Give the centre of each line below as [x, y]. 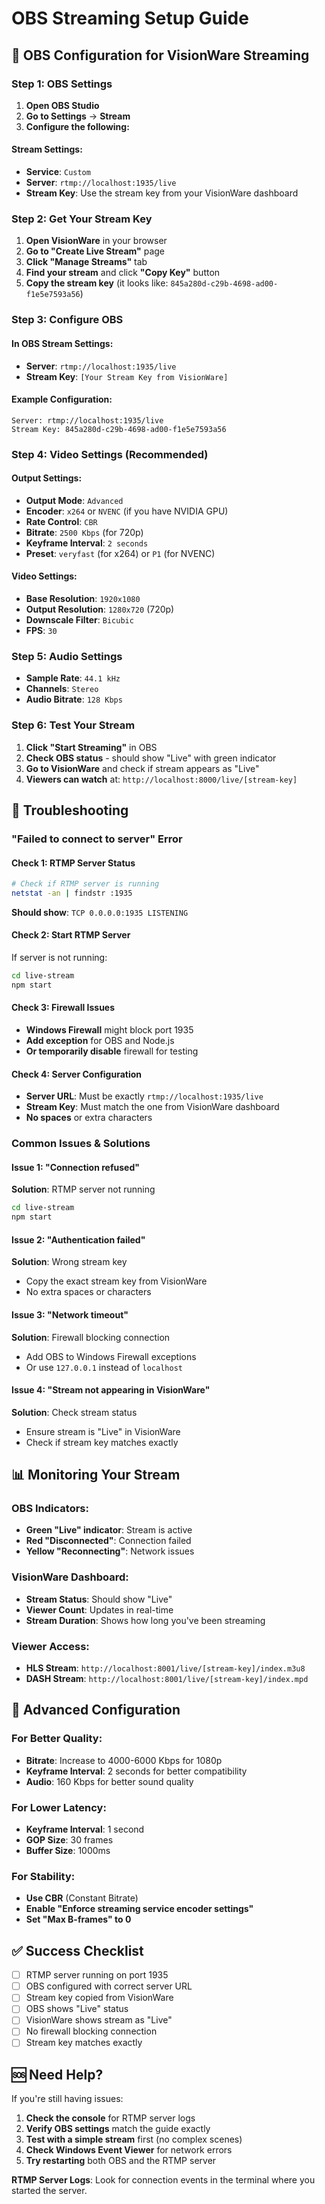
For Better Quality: [57, 1739]
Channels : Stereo [62, 689]
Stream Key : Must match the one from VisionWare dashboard [152, 1107]
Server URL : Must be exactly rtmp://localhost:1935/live [144, 1096]
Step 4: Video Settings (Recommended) [110, 454]
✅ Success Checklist [77, 1950]
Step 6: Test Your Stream [73, 725]
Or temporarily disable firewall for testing [112, 1051]
